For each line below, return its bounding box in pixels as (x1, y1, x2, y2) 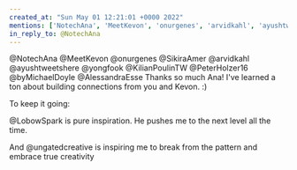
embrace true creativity (9, 152, 95, 162)
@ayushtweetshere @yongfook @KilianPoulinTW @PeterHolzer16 (9, 63, 249, 73)
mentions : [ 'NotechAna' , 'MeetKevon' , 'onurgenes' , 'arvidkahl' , (9, 21, 255, 30)
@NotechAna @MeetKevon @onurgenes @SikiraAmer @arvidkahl (9, 54, 250, 64)
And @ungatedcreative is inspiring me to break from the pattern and (9, 142, 258, 152)
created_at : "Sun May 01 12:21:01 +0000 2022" (9, 12, 184, 22)
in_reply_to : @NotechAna (9, 29, 101, 38)
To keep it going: (9, 99, 71, 109)
